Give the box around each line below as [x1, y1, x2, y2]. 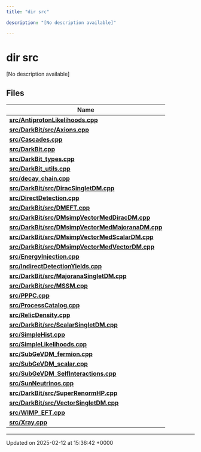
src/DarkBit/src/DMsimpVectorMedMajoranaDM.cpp [9, 223, 163, 232]
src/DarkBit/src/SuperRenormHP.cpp [9, 389, 118, 397]
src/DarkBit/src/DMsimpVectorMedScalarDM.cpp [9, 233, 154, 241]
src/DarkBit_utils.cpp [9, 164, 71, 173]
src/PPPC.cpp [9, 292, 50, 300]
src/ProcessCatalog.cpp [9, 301, 80, 310]
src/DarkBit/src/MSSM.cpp [9, 282, 88, 290]
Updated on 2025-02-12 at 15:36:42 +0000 [6, 439, 114, 447]
